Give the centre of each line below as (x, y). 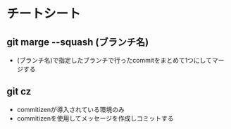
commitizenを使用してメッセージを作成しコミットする (95, 118)
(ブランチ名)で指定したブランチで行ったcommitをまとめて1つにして (114, 60)
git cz (19, 92)
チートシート (44, 14)
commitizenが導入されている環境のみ (70, 109)
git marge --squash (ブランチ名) (78, 42)
